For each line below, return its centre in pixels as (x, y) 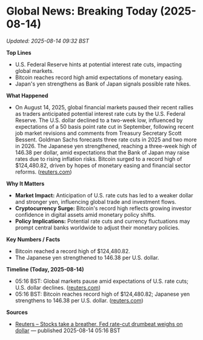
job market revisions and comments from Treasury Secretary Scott (98, 133)
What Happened (27, 95)
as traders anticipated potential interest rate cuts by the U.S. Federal (100, 114)
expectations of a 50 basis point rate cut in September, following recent (104, 126)
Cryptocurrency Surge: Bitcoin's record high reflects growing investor (103, 208)
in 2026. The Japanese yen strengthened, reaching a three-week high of (106, 146)
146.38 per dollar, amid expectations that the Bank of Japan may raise (102, 152)
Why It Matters (25, 183)
